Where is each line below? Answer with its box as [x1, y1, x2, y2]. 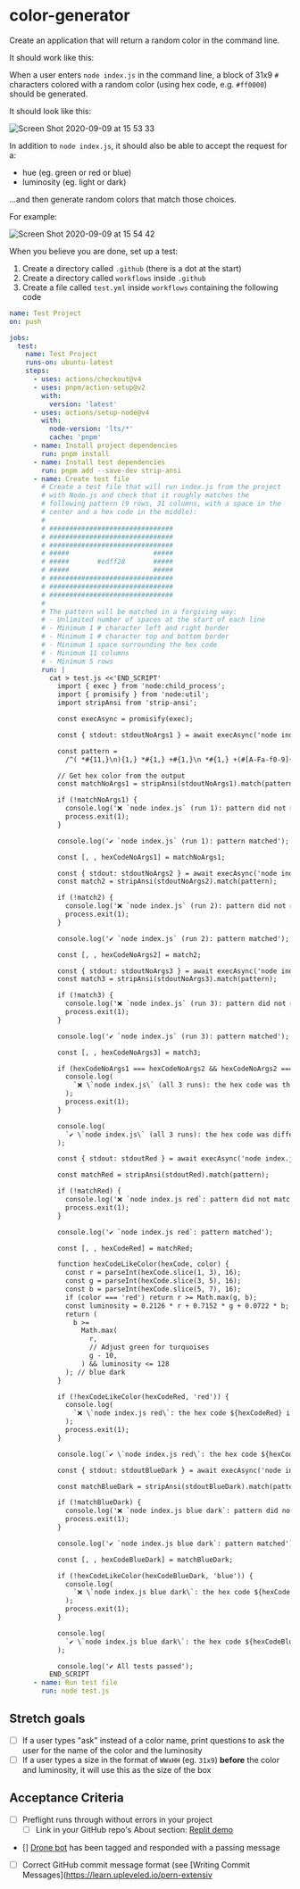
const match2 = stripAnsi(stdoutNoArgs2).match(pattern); [56, 877, 278, 886]
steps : [25, 367, 50, 376]
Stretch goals [9, 1711, 86, 1727]
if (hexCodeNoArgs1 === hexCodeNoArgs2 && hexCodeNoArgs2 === [56, 1064, 294, 1073]
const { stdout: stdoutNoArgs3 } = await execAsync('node [56, 966, 278, 976]
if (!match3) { [56, 991, 114, 1000]
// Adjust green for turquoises [88, 1343, 210, 1352]
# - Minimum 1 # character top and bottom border [41, 632, 229, 641]
